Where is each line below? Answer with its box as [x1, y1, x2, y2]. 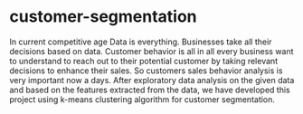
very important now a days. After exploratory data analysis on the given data [9, 74, 295, 85]
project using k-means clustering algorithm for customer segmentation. [9, 93, 276, 105]
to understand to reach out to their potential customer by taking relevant [9, 55, 279, 66]
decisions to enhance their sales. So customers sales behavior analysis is [9, 65, 283, 76]
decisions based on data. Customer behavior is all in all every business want [9, 45, 294, 56]
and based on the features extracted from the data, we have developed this [9, 84, 291, 95]
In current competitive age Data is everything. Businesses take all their [9, 36, 272, 47]
